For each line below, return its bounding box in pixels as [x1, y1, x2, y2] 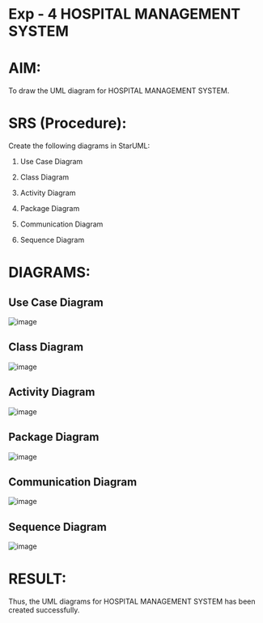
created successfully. [8, 605, 80, 615]
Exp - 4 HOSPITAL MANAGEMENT [8, 5, 241, 23]
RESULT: [8, 570, 67, 588]
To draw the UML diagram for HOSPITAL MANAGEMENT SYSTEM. [8, 86, 230, 95]
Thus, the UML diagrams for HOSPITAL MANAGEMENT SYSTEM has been [8, 596, 257, 607]
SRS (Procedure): [8, 114, 127, 133]
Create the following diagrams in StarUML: [8, 141, 151, 150]
